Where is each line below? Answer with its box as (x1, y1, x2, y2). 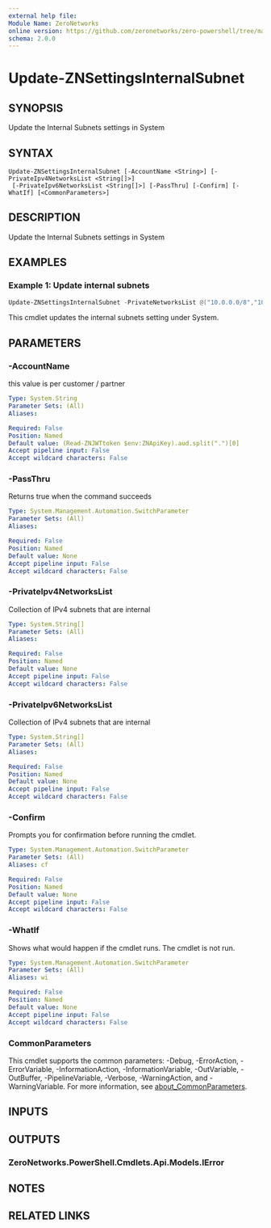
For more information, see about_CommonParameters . (67, 1081, 248, 1091)
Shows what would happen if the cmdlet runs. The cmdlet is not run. (8, 943, 236, 952)
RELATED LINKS (8, 1209, 90, 1223)
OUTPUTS (8, 1133, 60, 1146)
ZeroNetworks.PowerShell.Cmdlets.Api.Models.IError (8, 1157, 224, 1168)
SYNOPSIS (8, 101, 64, 115)
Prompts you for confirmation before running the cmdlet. (8, 830, 197, 840)
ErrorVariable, (8, 1064, 55, 1074)
